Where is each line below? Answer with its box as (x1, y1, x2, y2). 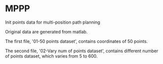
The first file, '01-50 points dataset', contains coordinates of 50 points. (5, 38, 148, 44)
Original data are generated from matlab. (5, 29, 88, 34)
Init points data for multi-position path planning (5, 19, 100, 25)
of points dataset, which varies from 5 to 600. (5, 53, 98, 59)
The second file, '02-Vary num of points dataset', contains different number (5, 48, 159, 54)
